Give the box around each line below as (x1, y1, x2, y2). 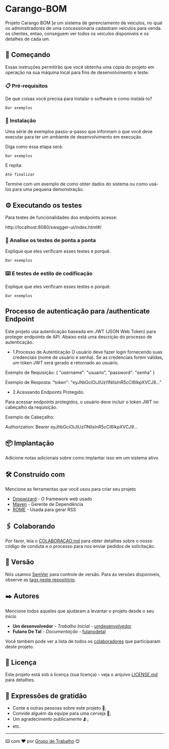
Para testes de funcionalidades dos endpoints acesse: (5, 214, 118, 220)
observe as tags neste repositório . (5, 577, 76, 583)
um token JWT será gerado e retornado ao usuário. (12, 359, 119, 365)
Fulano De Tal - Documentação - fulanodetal (12, 628, 106, 634)
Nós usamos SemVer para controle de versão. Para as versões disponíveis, (5, 571, 161, 577)
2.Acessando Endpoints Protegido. (12, 389, 84, 395)
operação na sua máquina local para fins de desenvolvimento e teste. (5, 69, 149, 75)
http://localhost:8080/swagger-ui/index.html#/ (5, 224, 102, 230)
